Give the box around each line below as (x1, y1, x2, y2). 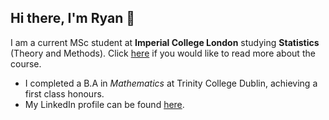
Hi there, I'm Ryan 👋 (10, 10, 135, 27)
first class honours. (24, 87, 105, 100)
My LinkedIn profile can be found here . (24, 98, 185, 110)
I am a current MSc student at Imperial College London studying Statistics (10, 36, 320, 48)
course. (10, 57, 42, 70)
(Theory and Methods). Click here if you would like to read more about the (10, 47, 316, 59)
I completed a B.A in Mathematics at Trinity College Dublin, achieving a (24, 77, 318, 89)
